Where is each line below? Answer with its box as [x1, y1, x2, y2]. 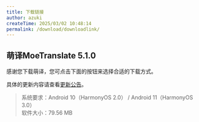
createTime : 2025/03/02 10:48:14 [6, 20, 92, 26]
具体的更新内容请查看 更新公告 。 [6, 81, 87, 88]
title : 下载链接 [6, 9, 44, 15]
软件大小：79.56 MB [21, 109, 73, 116]
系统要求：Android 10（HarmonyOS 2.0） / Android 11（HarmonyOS [21, 94, 193, 101]
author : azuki [6, 15, 43, 21]
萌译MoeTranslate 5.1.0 [6, 50, 96, 61]
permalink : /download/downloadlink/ [6, 26, 100, 32]
